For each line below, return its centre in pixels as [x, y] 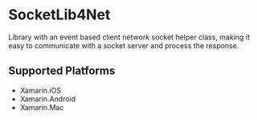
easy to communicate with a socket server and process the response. [124, 45]
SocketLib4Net [59, 15]
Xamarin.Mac [42, 107]
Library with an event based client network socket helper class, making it [129, 37]
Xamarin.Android [48, 99]
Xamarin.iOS [41, 90]
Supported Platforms [62, 71]
